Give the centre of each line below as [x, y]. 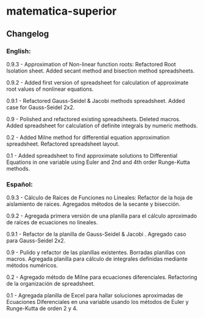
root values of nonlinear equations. [50, 89]
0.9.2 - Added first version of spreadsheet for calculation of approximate [97, 82]
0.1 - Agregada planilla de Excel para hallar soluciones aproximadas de [95, 295]
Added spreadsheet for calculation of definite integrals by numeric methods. [102, 125]
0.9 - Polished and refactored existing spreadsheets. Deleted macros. [93, 119]
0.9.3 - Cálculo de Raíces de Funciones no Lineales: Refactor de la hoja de [100, 198]
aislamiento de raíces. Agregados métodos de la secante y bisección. [93, 204]
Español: [20, 184]
